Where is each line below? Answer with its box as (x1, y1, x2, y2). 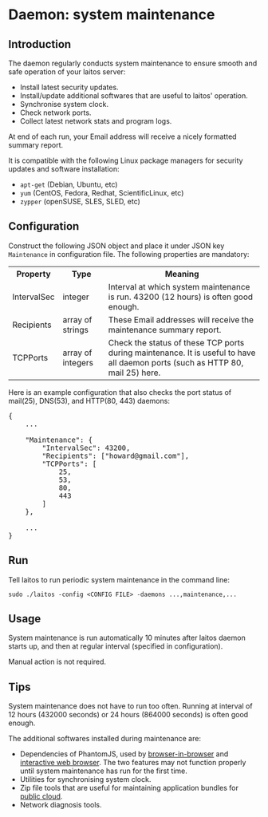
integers (62, 357, 94, 368)
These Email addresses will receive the (108, 314, 254, 325)
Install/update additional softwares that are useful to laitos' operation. (19, 91, 249, 101)
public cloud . (19, 791, 63, 801)
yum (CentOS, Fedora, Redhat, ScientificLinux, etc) (19, 188, 184, 197)
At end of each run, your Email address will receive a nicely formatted (8, 132, 237, 141)
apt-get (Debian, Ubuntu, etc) (19, 180, 118, 189)
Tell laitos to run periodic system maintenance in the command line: (8, 574, 230, 584)
